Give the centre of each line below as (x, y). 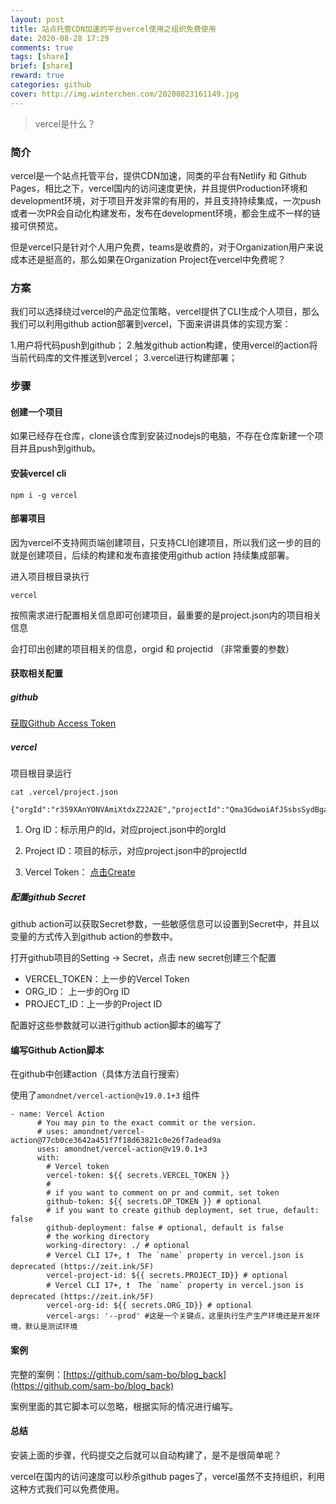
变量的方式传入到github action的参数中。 (94, 937)
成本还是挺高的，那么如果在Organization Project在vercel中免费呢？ (148, 259)
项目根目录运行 (41, 773)
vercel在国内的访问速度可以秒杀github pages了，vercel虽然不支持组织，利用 (168, 1476)
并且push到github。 (60, 448)
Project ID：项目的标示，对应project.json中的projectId (136, 851)
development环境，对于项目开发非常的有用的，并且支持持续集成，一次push (166, 200)
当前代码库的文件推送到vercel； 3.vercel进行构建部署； (124, 358)
